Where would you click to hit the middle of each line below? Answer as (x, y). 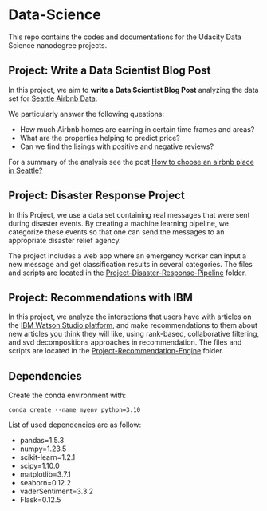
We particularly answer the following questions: (86, 114)
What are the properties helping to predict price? (100, 138)
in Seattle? (26, 170)
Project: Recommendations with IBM (101, 297)
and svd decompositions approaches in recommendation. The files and (125, 342)
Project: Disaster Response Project (96, 196)
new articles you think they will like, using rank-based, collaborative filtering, (134, 334)
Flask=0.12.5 (40, 500)
